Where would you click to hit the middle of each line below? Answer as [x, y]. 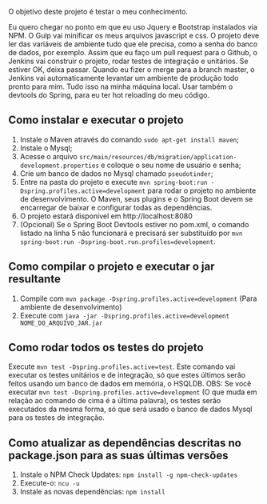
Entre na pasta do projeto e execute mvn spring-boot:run [114, 182]
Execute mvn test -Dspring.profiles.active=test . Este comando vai [122, 366]
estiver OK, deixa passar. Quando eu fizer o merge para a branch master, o [132, 70]
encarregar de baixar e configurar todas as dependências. [116, 207]
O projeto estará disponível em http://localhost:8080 [106, 216]
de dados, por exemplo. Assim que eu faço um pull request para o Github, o [133, 52]
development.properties [60, 166]
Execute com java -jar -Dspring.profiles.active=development [125, 315]
